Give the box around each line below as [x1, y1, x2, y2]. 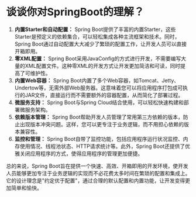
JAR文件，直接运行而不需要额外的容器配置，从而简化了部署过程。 [25, 91, 184, 98]
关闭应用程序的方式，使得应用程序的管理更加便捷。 [19, 150, 143, 157]
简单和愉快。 [11, 184, 42, 191]
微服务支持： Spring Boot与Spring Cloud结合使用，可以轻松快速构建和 [14, 99, 184, 106]
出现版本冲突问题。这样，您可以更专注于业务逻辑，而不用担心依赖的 [19, 120, 184, 127]
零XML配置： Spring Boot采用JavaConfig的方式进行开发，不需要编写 [14, 55, 181, 62]
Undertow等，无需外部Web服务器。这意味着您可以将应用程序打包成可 [14, 84, 183, 91]
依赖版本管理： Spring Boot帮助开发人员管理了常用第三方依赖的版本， [14, 113, 183, 120]
